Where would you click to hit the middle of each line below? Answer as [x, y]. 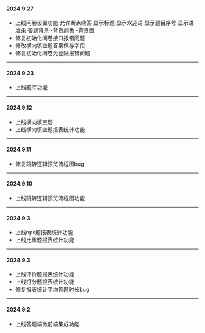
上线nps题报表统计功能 [44, 233]
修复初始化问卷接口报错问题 [50, 38]
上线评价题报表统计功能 [45, 275]
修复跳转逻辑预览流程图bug [49, 164]
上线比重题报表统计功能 [45, 240]
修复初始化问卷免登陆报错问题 [52, 53]
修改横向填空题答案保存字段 [50, 46]
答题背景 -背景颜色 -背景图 [61, 30]
